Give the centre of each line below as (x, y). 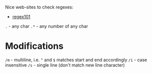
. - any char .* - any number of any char (47, 26)
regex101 (21, 17)
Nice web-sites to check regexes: (39, 7)
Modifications (34, 46)
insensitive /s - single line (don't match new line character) (65, 65)
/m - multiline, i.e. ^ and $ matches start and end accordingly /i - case (76, 60)
